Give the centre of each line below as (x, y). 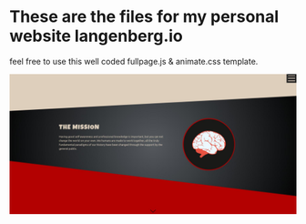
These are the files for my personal (144, 17)
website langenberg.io (97, 36)
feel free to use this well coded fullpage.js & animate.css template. (134, 61)
